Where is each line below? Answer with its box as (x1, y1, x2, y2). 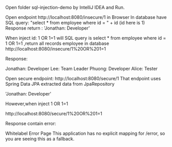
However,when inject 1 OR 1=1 (5, 101, 68, 107)
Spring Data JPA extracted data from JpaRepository (5, 81, 115, 87)
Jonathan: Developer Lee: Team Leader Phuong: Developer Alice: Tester (5, 66, 158, 71)
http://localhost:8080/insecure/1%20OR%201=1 (5, 46, 106, 52)
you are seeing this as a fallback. (5, 136, 75, 142)
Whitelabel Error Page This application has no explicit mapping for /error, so (5, 130, 165, 136)
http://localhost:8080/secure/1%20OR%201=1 (5, 111, 102, 116)
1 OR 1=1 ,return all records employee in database (5, 40, 109, 46)
